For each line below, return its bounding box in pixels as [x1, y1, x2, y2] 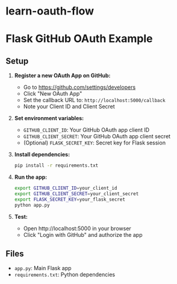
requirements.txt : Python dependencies [14, 271, 116, 279]
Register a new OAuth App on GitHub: [14, 72, 111, 79]
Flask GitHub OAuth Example [5, 32, 153, 46]
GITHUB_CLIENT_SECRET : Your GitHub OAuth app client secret [23, 133, 171, 140]
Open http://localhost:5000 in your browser [23, 225, 132, 232]
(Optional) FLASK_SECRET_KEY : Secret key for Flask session [23, 139, 166, 146]
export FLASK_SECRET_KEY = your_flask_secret [14, 196, 126, 202]
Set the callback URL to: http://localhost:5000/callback [23, 97, 166, 104]
